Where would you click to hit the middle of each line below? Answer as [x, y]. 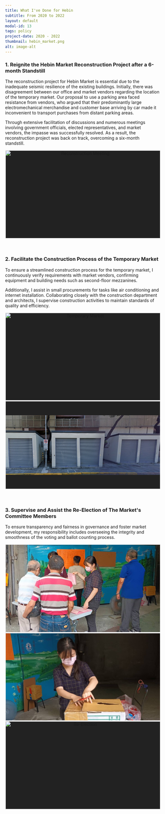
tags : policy [18, 31]
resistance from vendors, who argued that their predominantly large [73, 102]
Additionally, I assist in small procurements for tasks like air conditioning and [82, 290]
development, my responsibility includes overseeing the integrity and [75, 532]
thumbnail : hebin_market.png [35, 42]
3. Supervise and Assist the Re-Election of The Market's [73, 510]
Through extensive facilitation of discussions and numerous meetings [75, 123]
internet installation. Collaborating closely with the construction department [81, 295]
